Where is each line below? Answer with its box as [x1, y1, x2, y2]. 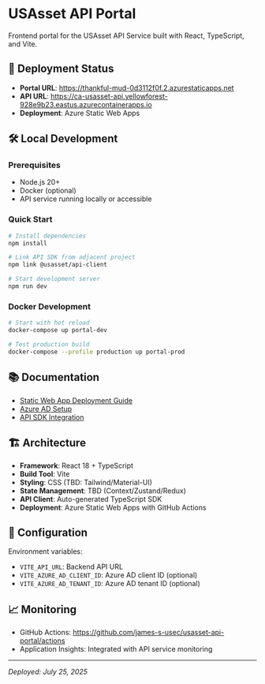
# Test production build [8, 341, 90, 349]
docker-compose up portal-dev [8, 327, 108, 335]
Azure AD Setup [19, 404, 73, 413]
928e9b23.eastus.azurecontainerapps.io [19, 99, 152, 109]
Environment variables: [8, 547, 83, 556]
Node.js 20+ [19, 178, 61, 187]
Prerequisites [8, 159, 61, 170]
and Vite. [8, 39, 38, 48]
